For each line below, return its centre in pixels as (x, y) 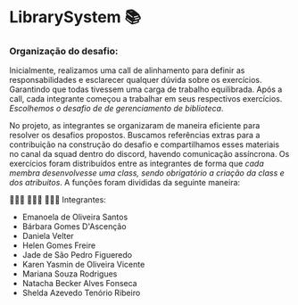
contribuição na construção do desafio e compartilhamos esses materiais (144, 144)
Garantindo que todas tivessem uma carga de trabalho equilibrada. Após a (146, 89)
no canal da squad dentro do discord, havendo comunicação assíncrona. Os (149, 154)
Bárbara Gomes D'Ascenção (74, 227)
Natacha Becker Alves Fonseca (79, 284)
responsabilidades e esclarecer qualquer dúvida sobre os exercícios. (136, 80)
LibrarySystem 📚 (75, 17)
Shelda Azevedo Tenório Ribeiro (81, 293)
